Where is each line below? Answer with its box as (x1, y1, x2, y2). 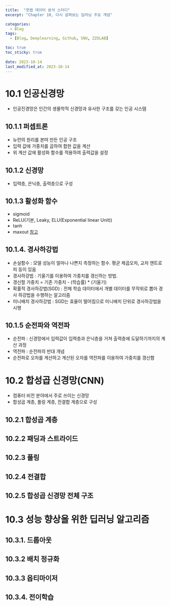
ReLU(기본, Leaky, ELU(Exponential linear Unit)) (12, 217, 112, 223)
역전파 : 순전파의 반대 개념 (12, 348, 65, 354)
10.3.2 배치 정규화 (5, 555, 60, 563)
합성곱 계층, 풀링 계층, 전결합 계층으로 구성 (12, 399, 98, 405)
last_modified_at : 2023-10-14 (5, 64, 70, 69)
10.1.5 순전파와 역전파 (5, 321, 70, 329)
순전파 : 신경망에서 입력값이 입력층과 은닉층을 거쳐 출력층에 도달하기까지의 (12, 336, 160, 342)
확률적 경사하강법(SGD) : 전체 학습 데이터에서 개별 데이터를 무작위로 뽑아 (12, 285, 158, 291)
